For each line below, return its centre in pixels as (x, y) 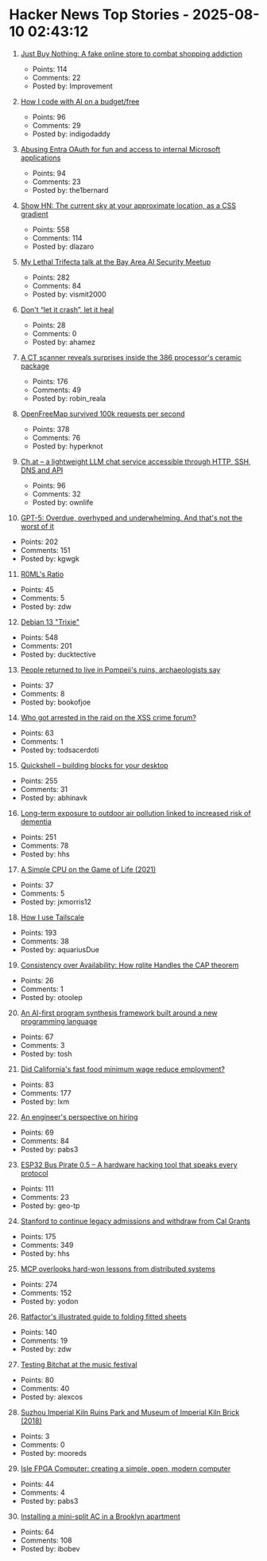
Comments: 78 (44, 845)
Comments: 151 (45, 550)
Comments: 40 (45, 1388)
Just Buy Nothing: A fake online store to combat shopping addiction (132, 53)
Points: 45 (37, 589)
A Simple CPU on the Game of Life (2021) (88, 869)
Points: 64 (37, 1532)
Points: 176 (50, 381)
